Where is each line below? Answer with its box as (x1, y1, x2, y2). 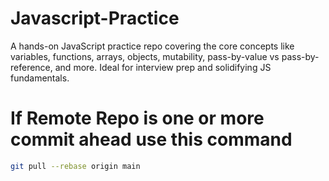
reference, (10, 61, 53, 73)
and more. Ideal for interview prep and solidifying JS (54, 61, 272, 73)
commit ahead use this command (10, 128, 293, 151)
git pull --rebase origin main (10, 161, 141, 171)
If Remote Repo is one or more (10, 107, 265, 130)
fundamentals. (10, 72, 70, 84)
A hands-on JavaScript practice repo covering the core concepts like (10, 40, 295, 52)
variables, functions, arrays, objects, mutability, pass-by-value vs (10, 50, 280, 62)
